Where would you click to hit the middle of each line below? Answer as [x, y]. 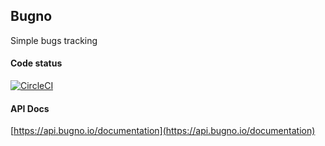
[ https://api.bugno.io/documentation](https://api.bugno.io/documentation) [163, 131]
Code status [36, 63]
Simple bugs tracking [54, 40]
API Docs [30, 108]
